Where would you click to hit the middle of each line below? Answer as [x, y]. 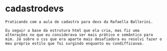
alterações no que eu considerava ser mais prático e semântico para [79, 35]
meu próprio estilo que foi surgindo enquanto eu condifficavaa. [74, 43]
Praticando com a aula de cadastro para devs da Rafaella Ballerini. [79, 22]
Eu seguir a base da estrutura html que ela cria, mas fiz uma [72, 30]
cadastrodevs [34, 9]
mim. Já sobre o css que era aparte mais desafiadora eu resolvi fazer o [84, 39]
